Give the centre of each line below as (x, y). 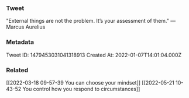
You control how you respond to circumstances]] (81, 89)
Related (17, 70)
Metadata (20, 42)
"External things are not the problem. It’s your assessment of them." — (91, 21)
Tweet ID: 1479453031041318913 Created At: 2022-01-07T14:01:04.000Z (94, 55)
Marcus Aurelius (26, 27)
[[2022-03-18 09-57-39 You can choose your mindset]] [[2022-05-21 (90, 82)
